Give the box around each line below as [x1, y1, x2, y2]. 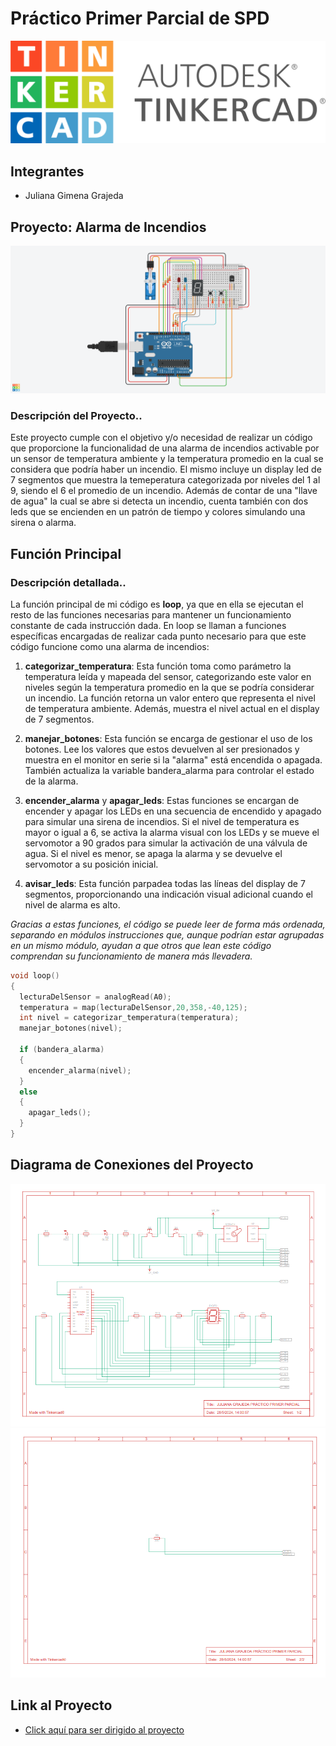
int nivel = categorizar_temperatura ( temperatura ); [19, 1013, 240, 1023]
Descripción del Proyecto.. [10, 408, 143, 422]
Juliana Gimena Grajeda [24, 190, 124, 202]
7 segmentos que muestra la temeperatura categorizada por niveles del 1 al [10, 474, 321, 486]
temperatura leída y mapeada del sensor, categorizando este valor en [24, 670, 312, 682]
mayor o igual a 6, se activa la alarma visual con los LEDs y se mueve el [24, 826, 320, 838]
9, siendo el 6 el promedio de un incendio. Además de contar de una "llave [10, 485, 318, 497]
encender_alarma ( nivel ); [28, 1065, 132, 1076]
